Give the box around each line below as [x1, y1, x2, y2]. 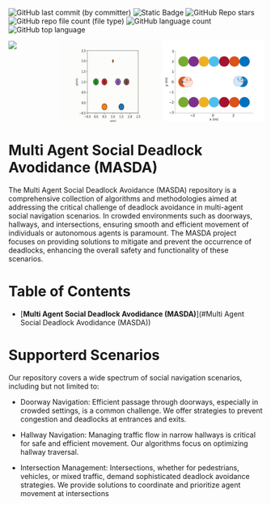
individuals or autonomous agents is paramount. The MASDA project [8, 227, 237, 238]
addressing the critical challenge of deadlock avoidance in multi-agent [8, 202, 243, 212]
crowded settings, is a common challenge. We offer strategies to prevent [19, 405, 263, 415]
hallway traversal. [19, 447, 79, 456]
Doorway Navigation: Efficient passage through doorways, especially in [19, 397, 259, 406]
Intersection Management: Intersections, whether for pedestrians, [19, 462, 240, 473]
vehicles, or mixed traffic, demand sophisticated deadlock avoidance [19, 471, 251, 481]
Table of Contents [8, 282, 131, 301]
